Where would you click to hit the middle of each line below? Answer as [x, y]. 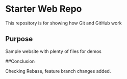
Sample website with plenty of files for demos [54, 51]
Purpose [19, 39]
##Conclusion [20, 61]
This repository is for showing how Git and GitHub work [63, 23]
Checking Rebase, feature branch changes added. [58, 71]
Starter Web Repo [44, 9]
